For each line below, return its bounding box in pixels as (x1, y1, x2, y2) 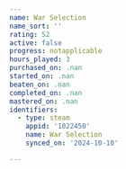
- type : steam (17, 113, 70, 122)
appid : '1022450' (25, 122, 91, 131)
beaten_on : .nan (9, 80, 70, 89)
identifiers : (9, 105, 58, 114)
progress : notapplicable (9, 47, 103, 56)
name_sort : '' (9, 22, 63, 31)
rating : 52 (9, 30, 50, 39)
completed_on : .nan (9, 88, 83, 97)
